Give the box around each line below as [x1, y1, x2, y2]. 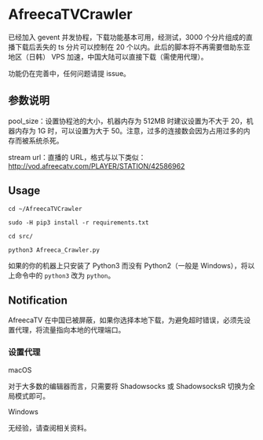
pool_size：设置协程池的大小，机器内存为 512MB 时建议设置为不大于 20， [8, 116, 247, 125]
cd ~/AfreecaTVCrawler [8, 205, 82, 213]
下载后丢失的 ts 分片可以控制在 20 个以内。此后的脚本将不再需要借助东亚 [14, 42, 250, 52]
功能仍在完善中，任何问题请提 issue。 [8, 68, 131, 78]
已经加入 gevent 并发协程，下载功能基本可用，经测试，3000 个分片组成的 [8, 32, 247, 42]
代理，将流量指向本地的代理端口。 [14, 325, 126, 335]
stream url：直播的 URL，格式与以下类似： [8, 152, 146, 162]
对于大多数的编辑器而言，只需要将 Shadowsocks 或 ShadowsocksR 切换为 [8, 381, 249, 391]
